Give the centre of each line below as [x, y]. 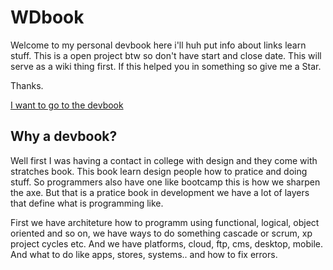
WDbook [47, 17]
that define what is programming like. [87, 203]
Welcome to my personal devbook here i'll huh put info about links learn [158, 45]
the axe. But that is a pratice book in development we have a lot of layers [160, 192]
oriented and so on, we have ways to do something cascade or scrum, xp [161, 233]
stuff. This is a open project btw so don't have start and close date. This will [166, 55]
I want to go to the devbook [67, 105]
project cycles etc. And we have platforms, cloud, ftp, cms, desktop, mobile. [167, 243]
